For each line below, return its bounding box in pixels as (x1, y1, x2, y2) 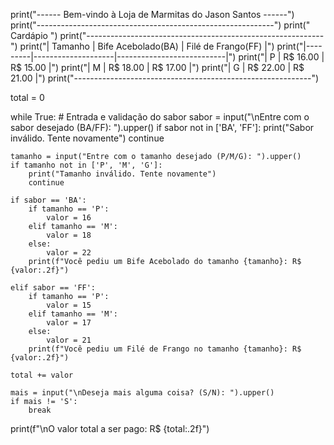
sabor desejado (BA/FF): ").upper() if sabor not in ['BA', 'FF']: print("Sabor (10, 122, 315, 133)
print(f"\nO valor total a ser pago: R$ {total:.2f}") (10, 423, 210, 434)
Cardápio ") (10, 30, 58, 41)
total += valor (10, 370, 74, 380)
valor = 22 (46, 248, 92, 258)
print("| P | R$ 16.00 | (238, 51, 325, 63)
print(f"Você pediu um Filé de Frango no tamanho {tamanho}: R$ (28, 344, 302, 354)
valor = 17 (46, 318, 92, 328)
